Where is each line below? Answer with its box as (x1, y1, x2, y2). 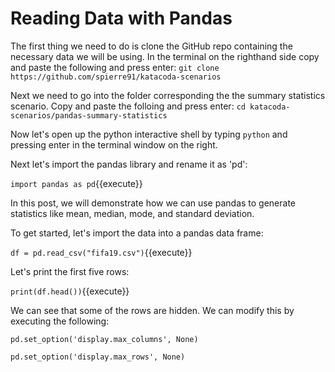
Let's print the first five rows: (10, 265, 130, 277)
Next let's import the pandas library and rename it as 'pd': (10, 158, 248, 170)
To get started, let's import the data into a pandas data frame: (10, 227, 264, 239)
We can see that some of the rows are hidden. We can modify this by (10, 304, 295, 316)
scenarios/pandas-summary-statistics (10, 110, 168, 121)
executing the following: (10, 315, 110, 327)
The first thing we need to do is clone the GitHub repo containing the (10, 40, 293, 52)
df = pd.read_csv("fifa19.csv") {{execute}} (10, 246, 193, 258)
